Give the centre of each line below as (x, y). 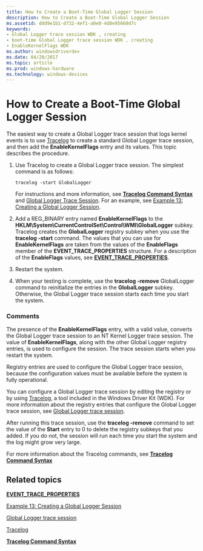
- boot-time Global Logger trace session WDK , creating (80, 40)
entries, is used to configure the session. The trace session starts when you (101, 349)
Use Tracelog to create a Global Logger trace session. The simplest (99, 165)
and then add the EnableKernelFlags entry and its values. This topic (92, 147)
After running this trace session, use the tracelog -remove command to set (100, 423)
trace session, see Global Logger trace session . (66, 411)
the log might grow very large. (44, 442)
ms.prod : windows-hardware (40, 68)
